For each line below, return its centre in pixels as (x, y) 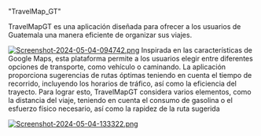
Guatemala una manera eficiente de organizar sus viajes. (100, 35)
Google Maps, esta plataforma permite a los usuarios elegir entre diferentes (130, 59)
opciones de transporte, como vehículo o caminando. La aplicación (117, 67)
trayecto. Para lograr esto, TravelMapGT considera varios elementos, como (130, 92)
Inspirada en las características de (197, 50)
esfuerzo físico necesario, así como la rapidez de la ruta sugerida (114, 108)
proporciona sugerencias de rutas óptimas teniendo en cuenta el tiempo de (130, 75)
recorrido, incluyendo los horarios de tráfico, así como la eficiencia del (123, 83)
